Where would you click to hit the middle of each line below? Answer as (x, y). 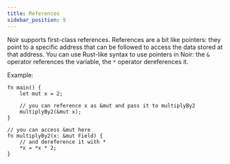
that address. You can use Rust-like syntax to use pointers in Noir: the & (108, 54)
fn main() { (24, 88)
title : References (33, 13)
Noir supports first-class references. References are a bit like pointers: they (114, 39)
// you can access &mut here (49, 130)
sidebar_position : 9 (37, 20)
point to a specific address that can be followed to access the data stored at (115, 47)
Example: (20, 75)
